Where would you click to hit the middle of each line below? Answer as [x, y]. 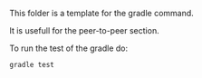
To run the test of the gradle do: [69, 48]
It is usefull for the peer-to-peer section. [85, 30]
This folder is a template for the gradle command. [102, 13]
